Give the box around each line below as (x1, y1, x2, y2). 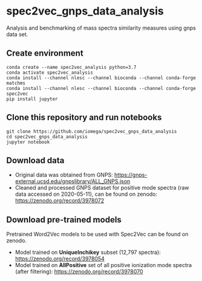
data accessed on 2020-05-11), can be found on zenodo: (15, 190, 158, 198)
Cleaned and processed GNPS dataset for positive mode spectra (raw (15, 184, 189, 192)
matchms (6, 80, 26, 86)
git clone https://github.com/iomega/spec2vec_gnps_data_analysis (6, 128, 177, 134)
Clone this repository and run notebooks (6, 112, 162, 123)
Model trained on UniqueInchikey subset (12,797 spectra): (15, 249, 161, 256)
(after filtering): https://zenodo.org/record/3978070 (15, 268, 143, 276)
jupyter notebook (6, 139, 50, 145)
